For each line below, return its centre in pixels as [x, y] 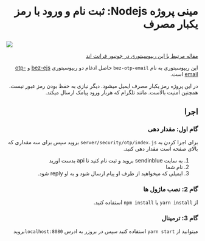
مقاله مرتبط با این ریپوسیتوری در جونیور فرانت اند [142, 56]
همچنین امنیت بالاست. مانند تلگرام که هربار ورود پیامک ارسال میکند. [122, 93]
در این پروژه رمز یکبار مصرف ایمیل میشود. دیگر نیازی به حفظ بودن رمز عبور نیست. [103, 86]
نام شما [174, 167]
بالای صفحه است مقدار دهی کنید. [161, 148]
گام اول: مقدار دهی [173, 129]
